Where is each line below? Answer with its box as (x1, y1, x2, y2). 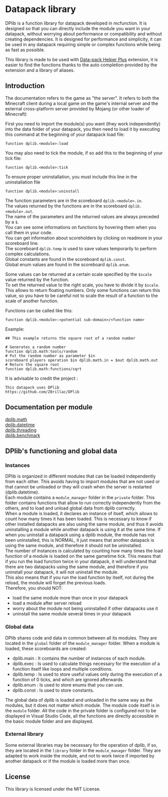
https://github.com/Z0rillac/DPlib (5, 389, 80, 394)
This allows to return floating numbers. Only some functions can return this (5, 287, 160, 293)
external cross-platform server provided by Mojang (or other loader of (5, 105, 150, 111)
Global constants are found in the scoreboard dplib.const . (5, 256, 126, 262)
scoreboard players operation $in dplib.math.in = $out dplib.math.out (5, 358, 158, 363)
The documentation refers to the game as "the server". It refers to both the (5, 95, 159, 101)
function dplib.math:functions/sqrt (5, 366, 82, 372)
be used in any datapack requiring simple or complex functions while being (5, 41, 160, 47)
